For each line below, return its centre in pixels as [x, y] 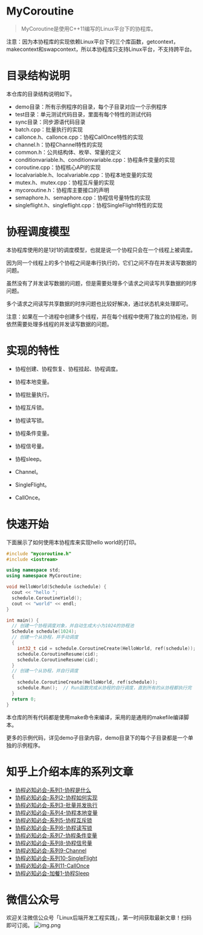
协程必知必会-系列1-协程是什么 [53, 790]
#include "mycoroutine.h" [39, 554]
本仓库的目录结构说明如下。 [41, 94]
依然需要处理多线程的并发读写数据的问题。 [59, 324]
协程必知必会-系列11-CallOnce [52, 865]
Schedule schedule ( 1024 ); [44, 631]
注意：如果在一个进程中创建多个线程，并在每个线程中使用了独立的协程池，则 [101, 316]
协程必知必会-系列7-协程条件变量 [56, 835]
